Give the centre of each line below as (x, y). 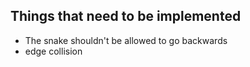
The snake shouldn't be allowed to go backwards (126, 40)
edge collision (53, 51)
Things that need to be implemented (126, 16)
